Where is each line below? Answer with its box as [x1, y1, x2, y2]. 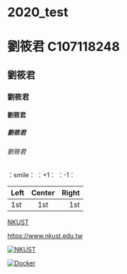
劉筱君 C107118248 [7, 39, 120, 55]
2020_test [7, 4, 68, 20]
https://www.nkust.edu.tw [7, 231, 83, 240]
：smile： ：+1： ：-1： [7, 170, 75, 179]
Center [31, 188, 55, 198]
